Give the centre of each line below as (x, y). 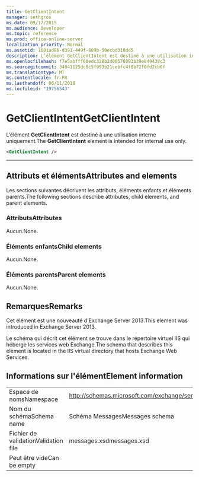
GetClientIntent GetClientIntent (83, 118)
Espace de (24, 392)
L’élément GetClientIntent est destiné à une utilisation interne (81, 135)
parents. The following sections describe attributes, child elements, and (93, 196)
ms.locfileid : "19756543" (38, 89)
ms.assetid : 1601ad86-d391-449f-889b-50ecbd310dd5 (70, 50)
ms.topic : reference (32, 34)
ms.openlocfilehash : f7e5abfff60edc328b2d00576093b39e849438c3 (86, 61)
